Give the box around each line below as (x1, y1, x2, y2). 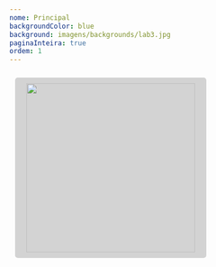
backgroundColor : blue (9, 22, 94, 31)
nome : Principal (9, 13, 70, 23)
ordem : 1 (9, 47, 42, 56)
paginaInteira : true (9, 38, 87, 48)
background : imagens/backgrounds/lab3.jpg (9, 30, 171, 39)
